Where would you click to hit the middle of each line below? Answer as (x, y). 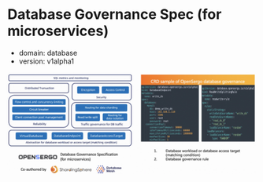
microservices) (58, 31)
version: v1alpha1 (46, 61)
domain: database (48, 53)
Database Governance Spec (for (115, 15)
